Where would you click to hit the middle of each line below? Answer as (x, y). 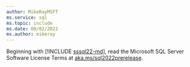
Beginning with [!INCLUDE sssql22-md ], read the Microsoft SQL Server (95, 51)
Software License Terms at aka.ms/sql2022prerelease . (75, 58)
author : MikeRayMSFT (32, 12)
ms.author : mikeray (31, 34)
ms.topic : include (29, 23)
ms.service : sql (27, 18)
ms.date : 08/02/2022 (32, 29)
